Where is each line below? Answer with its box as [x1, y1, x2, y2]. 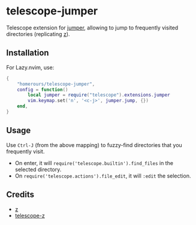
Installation [6, 48, 49, 58]
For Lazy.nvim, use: [6, 64, 55, 71]
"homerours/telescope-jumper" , [17, 81, 95, 87]
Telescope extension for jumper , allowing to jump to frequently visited [6, 24, 179, 31]
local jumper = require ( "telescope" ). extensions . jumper [28, 92, 170, 98]
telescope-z [14, 212, 45, 219]
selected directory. [14, 166, 62, 173]
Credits [6, 190, 35, 200]
